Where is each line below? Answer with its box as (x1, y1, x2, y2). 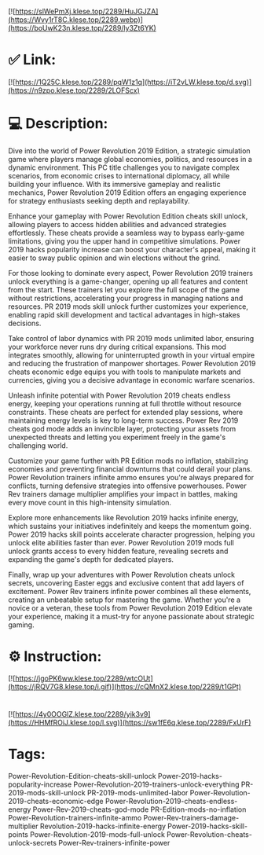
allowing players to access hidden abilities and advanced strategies (8, 219, 227, 229)
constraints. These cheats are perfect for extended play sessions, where (8, 407, 244, 416)
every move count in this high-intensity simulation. (8, 497, 171, 507)
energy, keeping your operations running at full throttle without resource (8, 398, 242, 408)
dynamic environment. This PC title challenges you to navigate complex (8, 163, 240, 172)
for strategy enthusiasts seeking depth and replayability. (8, 196, 190, 205)
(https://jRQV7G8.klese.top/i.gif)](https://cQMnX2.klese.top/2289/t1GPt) (8, 681, 242, 691)
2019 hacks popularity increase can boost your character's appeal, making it (8, 244, 256, 254)
